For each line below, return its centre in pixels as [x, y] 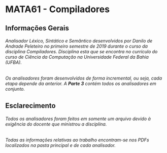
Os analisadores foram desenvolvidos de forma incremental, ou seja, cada [84, 78]
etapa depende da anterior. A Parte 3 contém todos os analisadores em [81, 83]
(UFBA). [13, 62]
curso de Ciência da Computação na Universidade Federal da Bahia [77, 57]
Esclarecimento [30, 106]
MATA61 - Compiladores [58, 9]
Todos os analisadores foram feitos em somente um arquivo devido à [78, 119]
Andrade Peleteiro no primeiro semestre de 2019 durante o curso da [77, 46]
